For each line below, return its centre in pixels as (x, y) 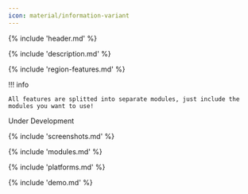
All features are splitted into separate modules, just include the (124, 99)
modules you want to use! (51, 106)
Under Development (41, 121)
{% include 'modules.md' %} (56, 151)
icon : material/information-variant (69, 16)
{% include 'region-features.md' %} (67, 69)
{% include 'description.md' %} (60, 53)
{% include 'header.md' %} (53, 38)
